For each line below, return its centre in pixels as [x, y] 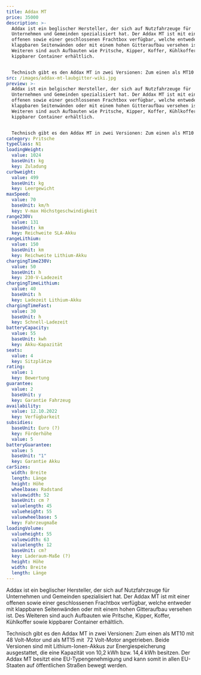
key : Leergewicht [33, 189]
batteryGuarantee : [29, 445]
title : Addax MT [26, 12]
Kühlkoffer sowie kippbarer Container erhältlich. [65, 622]
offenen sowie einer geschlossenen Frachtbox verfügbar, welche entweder [99, 603]
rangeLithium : [24, 239]
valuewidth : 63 [31, 540]
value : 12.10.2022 [35, 411]
